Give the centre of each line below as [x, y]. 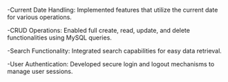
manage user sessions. [40, 71]
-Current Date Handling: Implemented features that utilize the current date [113, 10]
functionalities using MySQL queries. [59, 38]
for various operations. [40, 17]
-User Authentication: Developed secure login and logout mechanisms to [111, 64]
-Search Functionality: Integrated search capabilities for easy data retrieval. [115, 51]
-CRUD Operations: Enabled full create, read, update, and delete [98, 30]
